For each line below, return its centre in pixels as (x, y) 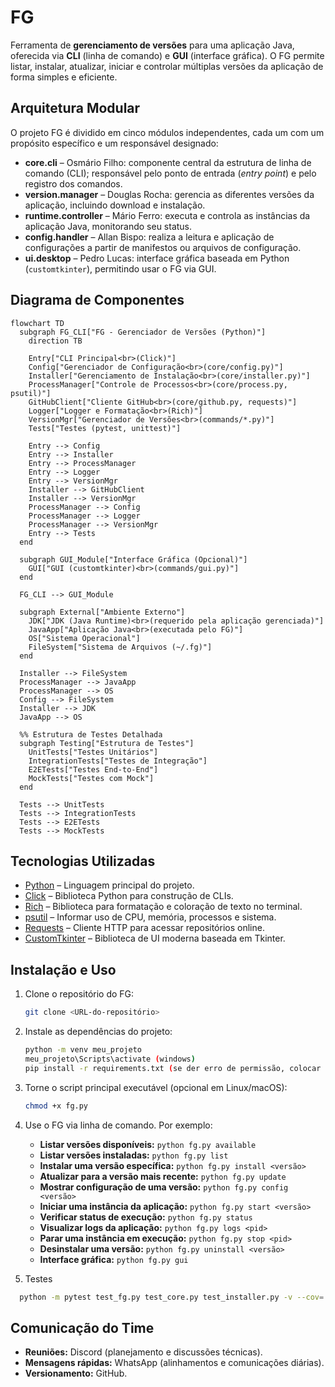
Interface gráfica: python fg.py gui (114, 1259)
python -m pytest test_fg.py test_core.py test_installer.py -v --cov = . (174, 1297)
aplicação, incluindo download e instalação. (115, 205)
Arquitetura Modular (75, 108)
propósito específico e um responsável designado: (114, 143)
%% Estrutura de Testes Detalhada (91, 734)
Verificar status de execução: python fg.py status (146, 1217)
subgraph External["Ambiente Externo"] (102, 612)
